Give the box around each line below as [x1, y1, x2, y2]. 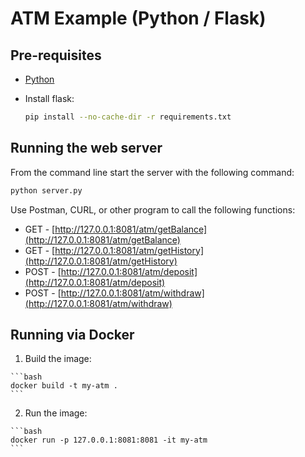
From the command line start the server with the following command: [10, 166, 295, 178]
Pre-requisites [10, 47, 102, 64]
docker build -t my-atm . [10, 381, 118, 391]
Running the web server [10, 140, 163, 157]
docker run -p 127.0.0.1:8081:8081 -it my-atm [10, 435, 208, 446]
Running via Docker [10, 326, 135, 343]
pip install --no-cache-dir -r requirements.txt [24, 112, 232, 122]
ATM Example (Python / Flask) [10, 7, 267, 30]
